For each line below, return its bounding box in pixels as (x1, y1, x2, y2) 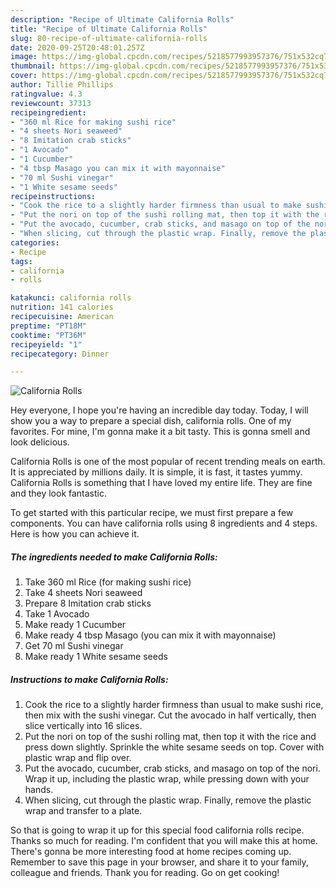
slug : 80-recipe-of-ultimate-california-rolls (10, 33, 208, 43)
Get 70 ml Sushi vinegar (24, 640, 124, 652)
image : (10, 52, 38, 62)
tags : (10, 256, 33, 266)
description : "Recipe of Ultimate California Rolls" (10, 14, 235, 25)
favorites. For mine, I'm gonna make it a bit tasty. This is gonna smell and (10, 426, 311, 438)
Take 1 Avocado (24, 608, 90, 620)
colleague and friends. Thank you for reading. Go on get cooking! (10, 867, 280, 879)
